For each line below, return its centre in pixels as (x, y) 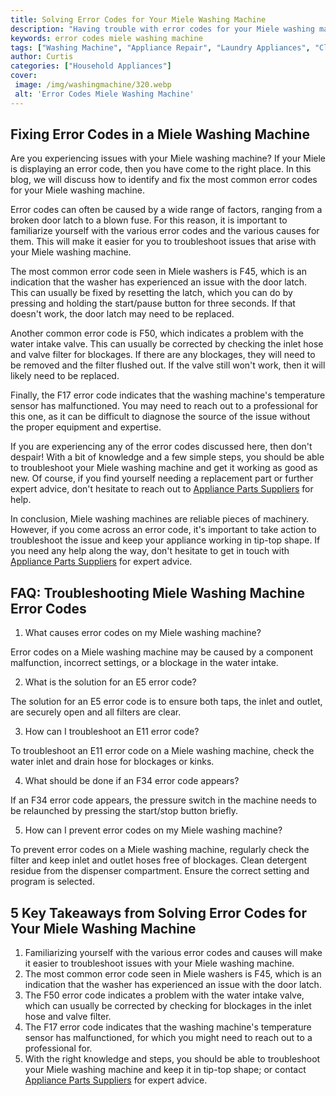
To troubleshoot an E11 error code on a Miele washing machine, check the (162, 751)
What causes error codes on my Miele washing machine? (143, 633)
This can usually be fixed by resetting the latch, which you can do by (151, 293)
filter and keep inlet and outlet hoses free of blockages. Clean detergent (159, 860)
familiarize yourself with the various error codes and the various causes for (165, 231)
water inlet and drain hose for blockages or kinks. (112, 762)
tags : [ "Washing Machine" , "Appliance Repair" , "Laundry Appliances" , (160, 47)
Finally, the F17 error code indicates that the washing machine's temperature (168, 395)
